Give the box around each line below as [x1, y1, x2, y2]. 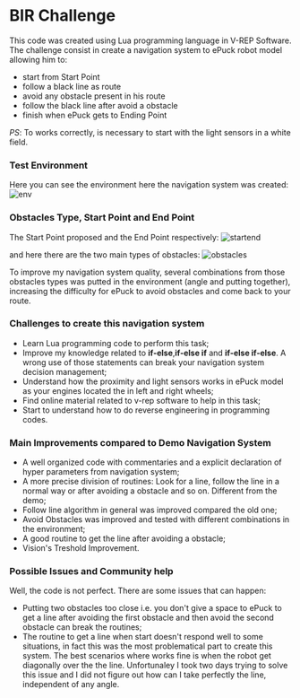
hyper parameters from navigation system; [21, 467, 180, 477]
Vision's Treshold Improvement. [21, 543, 141, 554]
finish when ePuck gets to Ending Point [21, 109, 167, 120]
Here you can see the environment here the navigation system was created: [9, 179, 289, 190]
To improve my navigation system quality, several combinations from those [9, 266, 286, 277]
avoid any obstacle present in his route [21, 91, 166, 101]
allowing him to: [9, 54, 68, 65]
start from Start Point [21, 71, 100, 82]
